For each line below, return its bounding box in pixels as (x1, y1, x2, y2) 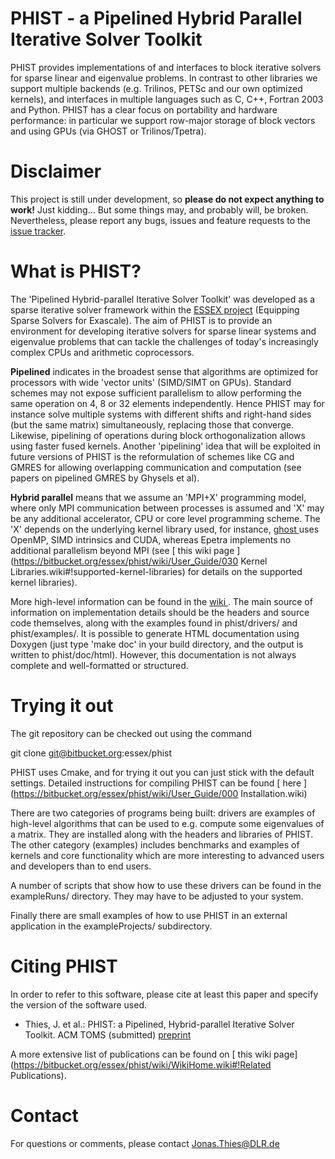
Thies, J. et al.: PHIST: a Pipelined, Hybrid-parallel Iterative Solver (24, 1018, 295, 1030)
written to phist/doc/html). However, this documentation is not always (10, 648, 297, 661)
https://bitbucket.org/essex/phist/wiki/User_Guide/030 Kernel (13, 555, 268, 567)
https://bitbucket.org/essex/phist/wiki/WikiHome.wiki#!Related (13, 1058, 272, 1071)
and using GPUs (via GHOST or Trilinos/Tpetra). (10, 125, 207, 137)
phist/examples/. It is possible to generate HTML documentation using (10, 627, 300, 639)
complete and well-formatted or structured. (10, 659, 189, 671)
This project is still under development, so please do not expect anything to (10, 193, 325, 205)
